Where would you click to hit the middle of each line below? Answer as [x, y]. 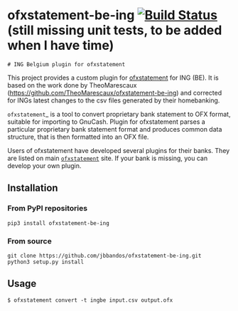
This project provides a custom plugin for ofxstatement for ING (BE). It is [113, 78]
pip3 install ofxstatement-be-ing [59, 223]
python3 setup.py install [45, 262]
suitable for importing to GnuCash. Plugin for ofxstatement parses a [107, 122]
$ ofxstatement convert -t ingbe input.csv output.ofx [90, 300]
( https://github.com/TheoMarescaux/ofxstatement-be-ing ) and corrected [115, 93]
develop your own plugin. [44, 165]
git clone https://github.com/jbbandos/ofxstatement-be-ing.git [104, 255]
